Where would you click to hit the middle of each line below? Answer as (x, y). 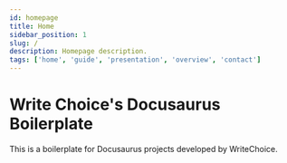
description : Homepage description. (78, 52)
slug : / (24, 43)
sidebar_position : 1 (48, 34)
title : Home (32, 26)
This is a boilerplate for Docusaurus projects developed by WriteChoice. (143, 149)
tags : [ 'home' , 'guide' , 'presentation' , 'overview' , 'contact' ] (135, 60)
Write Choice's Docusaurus (115, 105)
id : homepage (34, 18)
